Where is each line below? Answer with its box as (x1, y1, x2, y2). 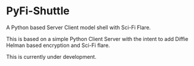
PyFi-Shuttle (6, 4, 70, 18)
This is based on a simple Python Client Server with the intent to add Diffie (6, 35, 189, 42)
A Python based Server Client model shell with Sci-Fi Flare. (6, 24, 151, 31)
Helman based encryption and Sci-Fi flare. (6, 42, 110, 49)
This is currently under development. (6, 53, 97, 60)
